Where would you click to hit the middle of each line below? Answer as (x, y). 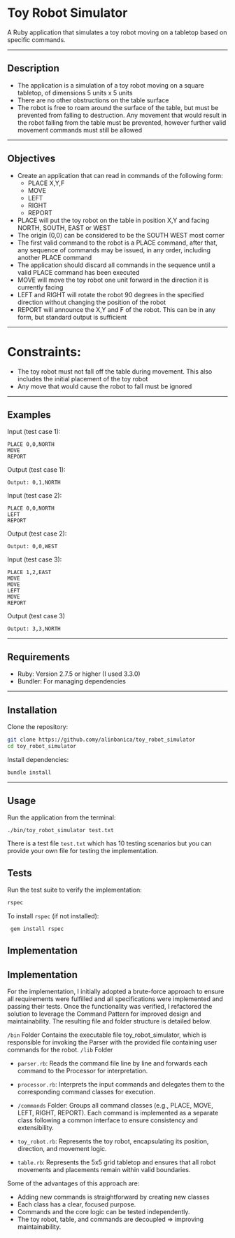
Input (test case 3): (35, 559)
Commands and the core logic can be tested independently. (104, 1212)
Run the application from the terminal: (62, 817)
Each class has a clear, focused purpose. (77, 1204)
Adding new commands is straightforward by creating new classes (113, 1197)
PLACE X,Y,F (46, 183)
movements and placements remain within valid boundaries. (104, 1170)
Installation (32, 710)
